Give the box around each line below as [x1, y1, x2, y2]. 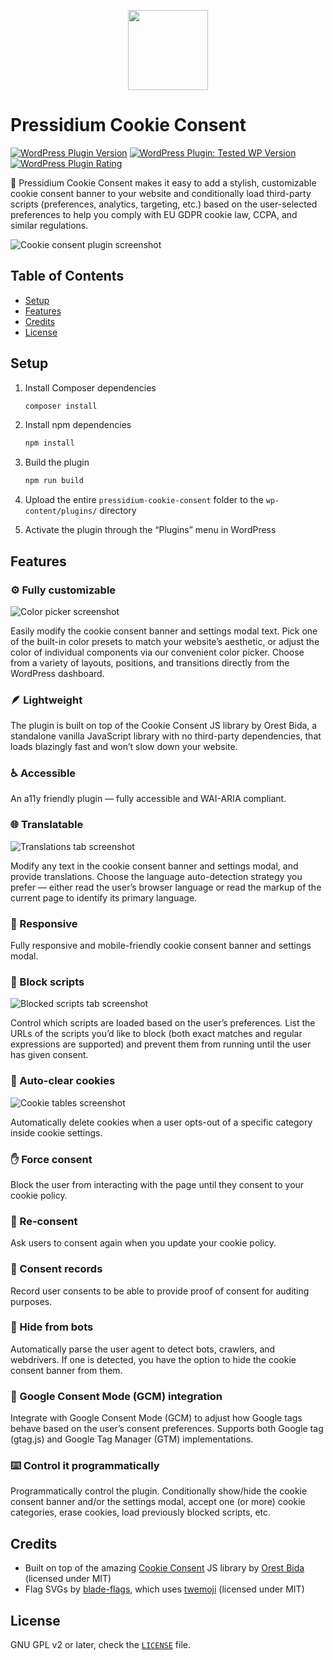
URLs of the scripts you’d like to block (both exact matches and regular [10, 1028, 303, 1040]
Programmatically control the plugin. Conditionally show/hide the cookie [10, 1485, 308, 1497]
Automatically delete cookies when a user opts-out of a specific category [10, 1116, 313, 1128]
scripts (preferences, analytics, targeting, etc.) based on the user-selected [10, 198, 318, 210]
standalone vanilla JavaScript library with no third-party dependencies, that [10, 730, 322, 742]
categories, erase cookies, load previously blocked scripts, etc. [10, 1506, 272, 1519]
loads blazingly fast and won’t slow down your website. [10, 741, 238, 753]
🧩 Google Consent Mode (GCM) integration [10, 1389, 223, 1403]
